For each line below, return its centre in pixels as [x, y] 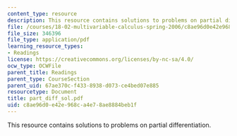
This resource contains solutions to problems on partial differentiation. [109, 125]
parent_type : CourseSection [49, 79]
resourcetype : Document [42, 92]
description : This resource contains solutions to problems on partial [115, 20]
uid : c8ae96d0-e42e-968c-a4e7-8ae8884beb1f [72, 105]
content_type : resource [42, 14]
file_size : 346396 [34, 33]
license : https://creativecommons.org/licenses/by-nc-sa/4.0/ [101, 60]
